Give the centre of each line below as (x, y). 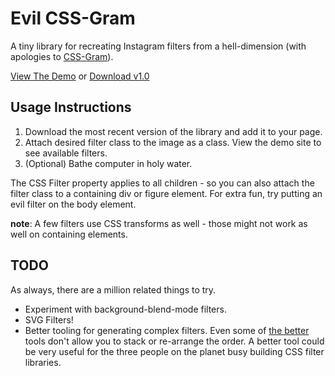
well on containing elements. (69, 234)
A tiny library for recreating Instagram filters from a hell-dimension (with (158, 46)
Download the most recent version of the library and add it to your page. (173, 131)
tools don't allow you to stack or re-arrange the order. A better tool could (174, 341)
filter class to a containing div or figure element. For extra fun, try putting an (166, 193)
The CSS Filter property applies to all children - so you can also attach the (162, 183)
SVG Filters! (49, 319)
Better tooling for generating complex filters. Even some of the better (167, 330)
